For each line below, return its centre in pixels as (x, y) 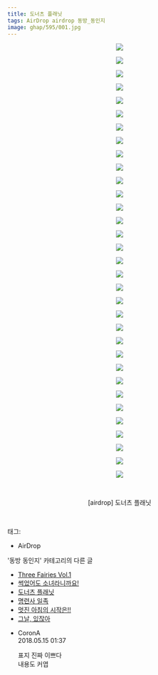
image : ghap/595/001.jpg (44, 27)
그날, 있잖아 (34, 619)
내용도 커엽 (33, 664)
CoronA (29, 633)
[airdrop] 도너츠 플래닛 (120, 503)
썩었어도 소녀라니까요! (48, 583)
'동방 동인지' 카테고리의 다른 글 (50, 560)
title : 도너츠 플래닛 (35, 14)
